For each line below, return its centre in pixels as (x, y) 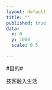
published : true (26, 23)
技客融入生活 (22, 81)
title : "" (18, 17)
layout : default (26, 12)
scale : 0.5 (25, 46)
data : (13, 28)
